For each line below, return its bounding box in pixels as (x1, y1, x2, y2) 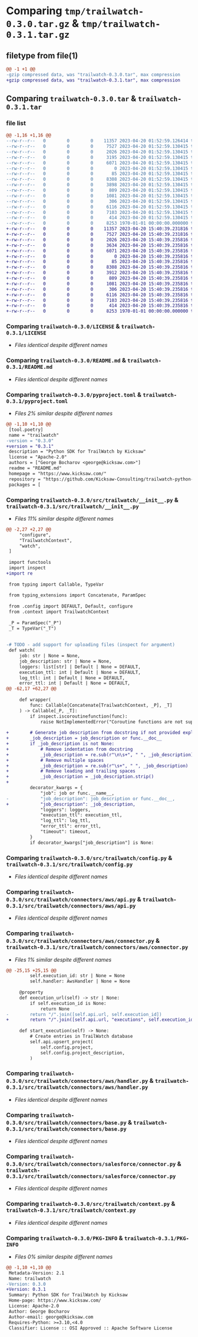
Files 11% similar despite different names (14, 515, 114, 522)
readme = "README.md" (8, 465, 62, 471)
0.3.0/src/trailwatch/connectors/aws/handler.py (6, 1078, 148, 1085)
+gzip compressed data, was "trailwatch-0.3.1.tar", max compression (6, 77, 181, 83)
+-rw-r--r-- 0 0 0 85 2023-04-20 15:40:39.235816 (6, 259, 189, 265)
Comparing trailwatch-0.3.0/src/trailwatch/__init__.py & (6, 495, 179, 504)
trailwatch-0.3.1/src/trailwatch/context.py (6, 1207, 136, 1214)
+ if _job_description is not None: (6, 741, 115, 747)
